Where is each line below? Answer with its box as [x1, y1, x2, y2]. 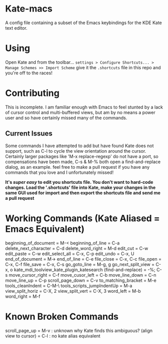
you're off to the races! [5, 70, 53, 76]
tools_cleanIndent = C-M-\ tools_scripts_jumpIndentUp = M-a [5, 282, 132, 289]
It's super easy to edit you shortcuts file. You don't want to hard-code [5, 179, 153, 185]
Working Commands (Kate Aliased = [5, 212, 160, 224]
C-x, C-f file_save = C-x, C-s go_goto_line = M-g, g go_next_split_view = [5, 261, 154, 267]
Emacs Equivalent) [5, 223, 85, 235]
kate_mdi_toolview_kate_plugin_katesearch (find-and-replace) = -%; [14, 267, 155, 273]
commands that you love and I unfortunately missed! [5, 169, 114, 175]
